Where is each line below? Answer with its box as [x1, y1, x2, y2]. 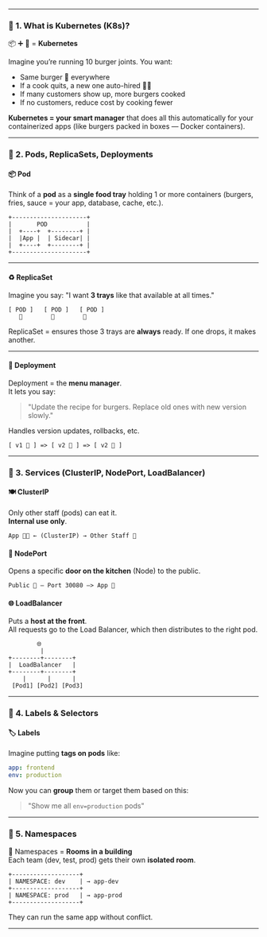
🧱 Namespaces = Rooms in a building [8, 846, 133, 856]
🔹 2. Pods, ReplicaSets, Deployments [8, 149, 153, 160]
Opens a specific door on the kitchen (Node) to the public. [8, 566, 201, 576]
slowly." [27, 410, 54, 420]
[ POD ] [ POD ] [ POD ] [8, 305, 105, 314]
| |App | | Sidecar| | [8, 234, 91, 242]
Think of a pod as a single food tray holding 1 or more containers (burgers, [8, 190, 254, 199]
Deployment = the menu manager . [8, 378, 122, 388]
